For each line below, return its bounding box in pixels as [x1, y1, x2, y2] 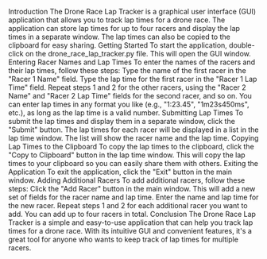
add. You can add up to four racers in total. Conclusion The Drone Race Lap [8, 210, 257, 218]
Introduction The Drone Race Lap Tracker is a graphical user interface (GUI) [8, 7, 257, 16]
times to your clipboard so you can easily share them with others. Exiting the [8, 159, 258, 168]
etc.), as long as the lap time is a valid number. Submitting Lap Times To [8, 108, 244, 118]
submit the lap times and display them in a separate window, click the [8, 117, 236, 126]
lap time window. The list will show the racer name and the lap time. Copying [8, 133, 259, 142]
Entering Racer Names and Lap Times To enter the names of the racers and [8, 57, 256, 67]
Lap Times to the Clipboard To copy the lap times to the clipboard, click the [8, 142, 254, 151]
